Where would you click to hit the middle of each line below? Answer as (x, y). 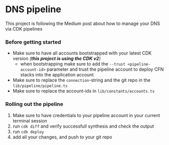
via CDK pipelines (24, 28)
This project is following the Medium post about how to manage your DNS (83, 23)
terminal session (30, 121)
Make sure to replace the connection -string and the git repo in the (81, 80)
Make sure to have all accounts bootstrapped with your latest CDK (82, 53)
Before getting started (33, 42)
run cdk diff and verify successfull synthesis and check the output (83, 126)
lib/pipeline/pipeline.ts (40, 86)
